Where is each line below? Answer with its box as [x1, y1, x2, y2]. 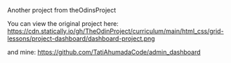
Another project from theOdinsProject [7, 6, 117, 14]
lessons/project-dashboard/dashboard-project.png [7, 34, 156, 43]
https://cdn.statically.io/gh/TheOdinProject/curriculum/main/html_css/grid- [7, 27, 224, 35]
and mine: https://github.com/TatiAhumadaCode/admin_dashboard [7, 48, 202, 56]
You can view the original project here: [7, 20, 119, 27]
